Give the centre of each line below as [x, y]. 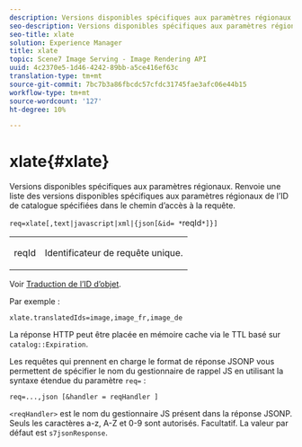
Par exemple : [35, 302]
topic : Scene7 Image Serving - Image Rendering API [108, 59]
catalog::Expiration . [49, 344]
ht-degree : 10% [38, 110]
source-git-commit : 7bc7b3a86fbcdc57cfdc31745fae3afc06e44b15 [128, 84]
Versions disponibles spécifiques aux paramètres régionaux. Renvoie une [145, 187]
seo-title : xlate [42, 34]
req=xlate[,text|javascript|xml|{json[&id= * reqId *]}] [114, 223]
